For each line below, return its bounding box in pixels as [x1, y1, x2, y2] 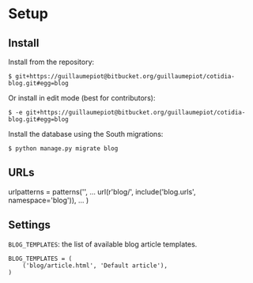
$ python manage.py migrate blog [8, 145, 119, 153]
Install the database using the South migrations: [8, 130, 164, 138]
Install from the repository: [8, 57, 95, 66]
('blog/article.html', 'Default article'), [22, 262, 168, 270]
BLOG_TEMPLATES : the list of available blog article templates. [8, 239, 198, 249]
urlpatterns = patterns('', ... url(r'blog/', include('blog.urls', [8, 187, 196, 196]
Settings [8, 218, 51, 232]
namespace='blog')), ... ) [8, 195, 89, 205]
